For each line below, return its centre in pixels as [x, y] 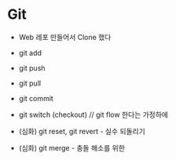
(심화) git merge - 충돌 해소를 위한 [71, 147]
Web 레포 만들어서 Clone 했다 [65, 37]
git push [32, 67]
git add [30, 53]
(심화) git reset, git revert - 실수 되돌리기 [82, 131]
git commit [36, 98]
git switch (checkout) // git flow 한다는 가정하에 [93, 115]
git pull [29, 83]
